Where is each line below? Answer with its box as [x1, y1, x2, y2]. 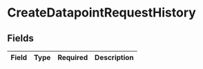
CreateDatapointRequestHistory [7, 5, 197, 21]
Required [57, 53, 88, 62]
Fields [7, 32, 35, 44]
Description [94, 53, 135, 62]
